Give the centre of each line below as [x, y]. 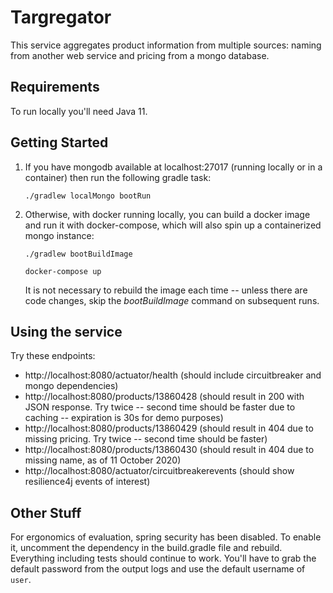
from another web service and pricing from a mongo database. [140, 55]
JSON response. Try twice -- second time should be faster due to [160, 407]
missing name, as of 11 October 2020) [103, 460]
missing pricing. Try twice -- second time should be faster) [146, 439]
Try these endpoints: [53, 356]
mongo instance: [59, 235]
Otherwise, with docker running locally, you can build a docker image [167, 214]
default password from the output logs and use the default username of [158, 569]
